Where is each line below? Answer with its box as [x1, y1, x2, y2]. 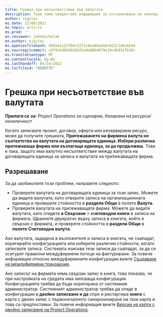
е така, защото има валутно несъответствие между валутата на [5, 148, 138, 154]
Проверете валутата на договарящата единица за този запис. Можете [12, 190, 158, 196]
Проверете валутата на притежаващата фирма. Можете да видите [12, 205, 150, 211]
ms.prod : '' [5, 30, 29, 34]
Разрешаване [5, 167, 49, 176]
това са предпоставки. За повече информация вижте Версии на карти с [5, 301, 155, 307]
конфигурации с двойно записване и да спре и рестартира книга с [5, 291, 146, 297]
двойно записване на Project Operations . [5, 306, 89, 312]
